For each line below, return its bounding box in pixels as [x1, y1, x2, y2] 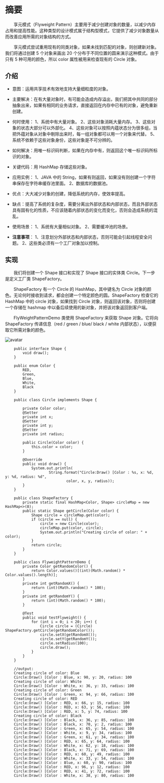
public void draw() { [22, 462, 67, 466]
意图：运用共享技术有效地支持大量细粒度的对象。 [12, 86, 111, 92]
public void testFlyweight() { [22, 615, 86, 620]
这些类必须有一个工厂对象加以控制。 [29, 240, 102, 246]
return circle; [31, 542, 62, 547]
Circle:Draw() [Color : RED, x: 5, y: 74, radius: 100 [14, 709, 128, 714]
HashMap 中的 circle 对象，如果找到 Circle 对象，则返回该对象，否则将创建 [5, 298, 156, 304]
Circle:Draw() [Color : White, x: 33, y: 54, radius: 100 [14, 756, 134, 761]
